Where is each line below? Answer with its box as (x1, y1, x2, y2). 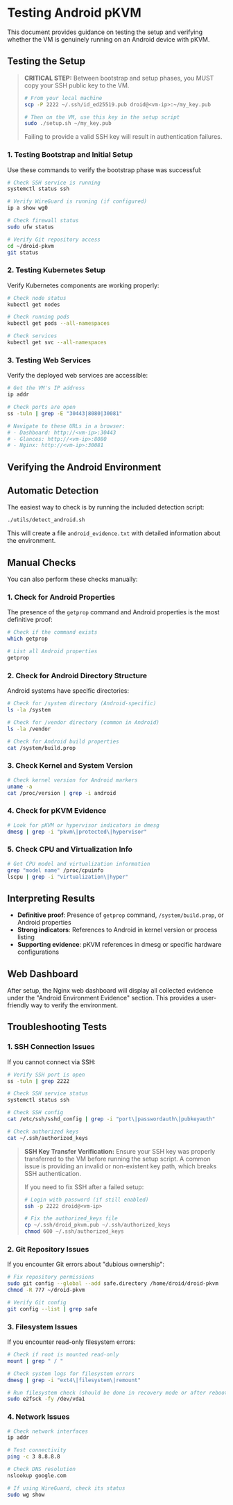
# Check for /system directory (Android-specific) (7, 700, 157, 707)
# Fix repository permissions (7, 1274, 95, 1281)
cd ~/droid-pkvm (7, 242, 54, 249)
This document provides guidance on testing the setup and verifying (7, 28, 203, 36)
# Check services (7, 333, 58, 339)
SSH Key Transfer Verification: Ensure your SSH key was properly (24, 1147, 216, 1155)
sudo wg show (7, 1491, 45, 1498)
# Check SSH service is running (7, 179, 101, 186)
